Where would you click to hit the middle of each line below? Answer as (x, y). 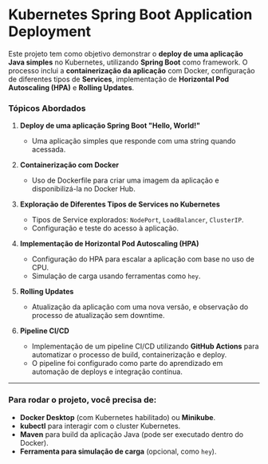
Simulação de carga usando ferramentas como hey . (116, 276)
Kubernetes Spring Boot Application (130, 15)
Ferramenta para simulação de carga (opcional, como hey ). (118, 451)
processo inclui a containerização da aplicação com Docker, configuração (132, 70)
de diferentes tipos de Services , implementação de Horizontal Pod (119, 79)
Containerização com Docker (69, 165)
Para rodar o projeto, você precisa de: (83, 400)
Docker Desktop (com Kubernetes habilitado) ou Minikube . (118, 417)
